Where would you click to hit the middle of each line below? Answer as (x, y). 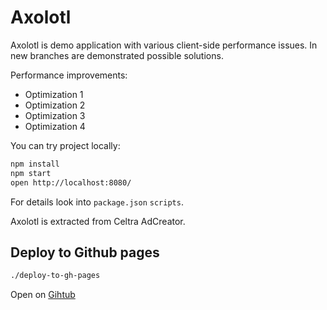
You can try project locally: (65, 145)
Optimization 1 (54, 94)
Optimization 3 (55, 115)
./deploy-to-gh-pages (55, 276)
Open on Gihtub (43, 295)
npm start (31, 173)
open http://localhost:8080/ (71, 182)
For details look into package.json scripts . (97, 202)
